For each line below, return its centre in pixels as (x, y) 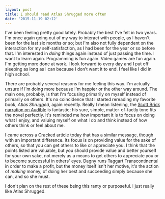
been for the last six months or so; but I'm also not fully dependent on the (79, 43)
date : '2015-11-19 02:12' (31, 19)
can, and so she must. (27, 176)
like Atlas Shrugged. (25, 191)
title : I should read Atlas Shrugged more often (56, 14)
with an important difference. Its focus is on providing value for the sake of (81, 140)
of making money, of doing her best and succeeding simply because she (79, 172)
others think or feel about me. (35, 125)
